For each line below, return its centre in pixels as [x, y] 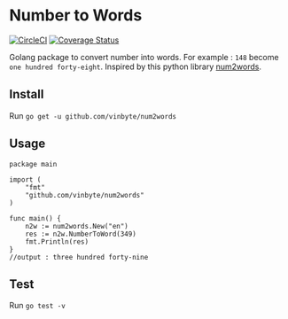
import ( [25, 179]
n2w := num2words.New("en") [77, 226]
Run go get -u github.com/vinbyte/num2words [93, 115]
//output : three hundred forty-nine [79, 257]
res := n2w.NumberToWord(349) [81, 234]
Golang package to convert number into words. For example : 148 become [144, 57]
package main [33, 164]
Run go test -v [38, 306]
